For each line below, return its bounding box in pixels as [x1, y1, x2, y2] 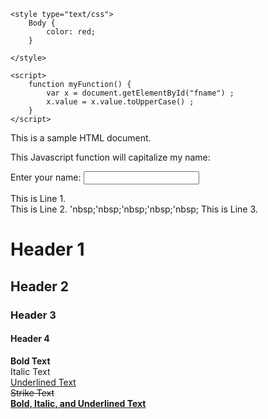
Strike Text [10, 386, 55, 399]
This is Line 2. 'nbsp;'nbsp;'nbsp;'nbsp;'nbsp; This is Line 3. [10, 203, 258, 215]
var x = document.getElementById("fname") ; [46, 88, 235, 98]
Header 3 [10, 308, 57, 322]
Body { [28, 18, 56, 28]
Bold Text [10, 355, 51, 367]
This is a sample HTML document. [10, 132, 152, 144]
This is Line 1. [10, 193, 67, 204]
